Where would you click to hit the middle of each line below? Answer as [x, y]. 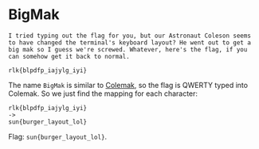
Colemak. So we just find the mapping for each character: [103, 94]
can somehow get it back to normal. [69, 56]
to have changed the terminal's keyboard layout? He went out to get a [129, 42]
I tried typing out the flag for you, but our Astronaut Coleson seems [129, 36]
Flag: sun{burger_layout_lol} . [58, 136]
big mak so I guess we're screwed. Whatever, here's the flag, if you [128, 49]
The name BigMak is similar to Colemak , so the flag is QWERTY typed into [128, 85]
